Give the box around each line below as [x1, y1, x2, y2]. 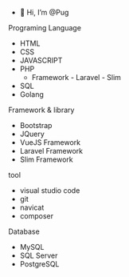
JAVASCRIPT [19, 56, 63, 65]
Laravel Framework [19, 147, 84, 155]
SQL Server [19, 251, 58, 260]
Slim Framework [19, 155, 73, 164]
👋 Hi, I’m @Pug [19, 8, 69, 17]
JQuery [19, 129, 45, 138]
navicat [19, 203, 45, 212]
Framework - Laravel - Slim [31, 73, 122, 82]
